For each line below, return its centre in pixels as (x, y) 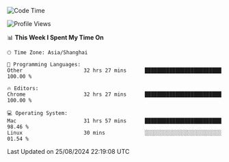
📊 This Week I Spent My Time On (55, 37)
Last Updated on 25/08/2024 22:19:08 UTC (68, 151)
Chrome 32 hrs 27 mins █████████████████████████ (114, 94)
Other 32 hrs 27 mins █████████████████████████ (114, 70)
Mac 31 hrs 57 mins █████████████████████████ (114, 121)
